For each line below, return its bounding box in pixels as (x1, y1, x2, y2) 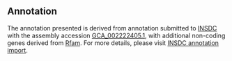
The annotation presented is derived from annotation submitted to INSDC (7, 24, 217, 32)
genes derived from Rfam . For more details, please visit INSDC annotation (7, 38, 219, 47)
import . (7, 46, 28, 54)
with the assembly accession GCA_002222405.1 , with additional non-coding (7, 31, 226, 40)
